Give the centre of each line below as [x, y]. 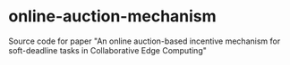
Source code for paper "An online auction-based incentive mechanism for [145, 41]
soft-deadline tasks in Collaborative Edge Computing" [107, 50]
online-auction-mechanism [112, 16]
